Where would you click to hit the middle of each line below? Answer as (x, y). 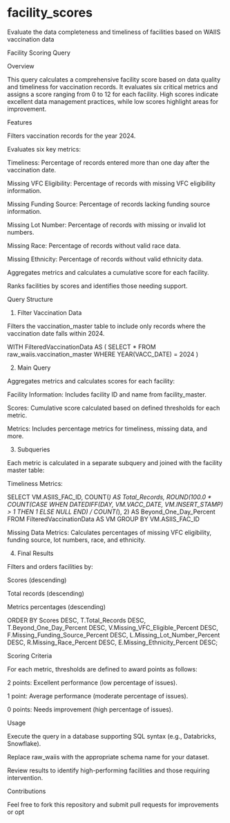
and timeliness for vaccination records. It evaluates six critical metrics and (113, 87)
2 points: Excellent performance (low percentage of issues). (93, 682)
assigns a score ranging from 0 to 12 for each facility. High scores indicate (113, 94)
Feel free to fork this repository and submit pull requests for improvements (113, 804)
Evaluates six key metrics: (44, 149)
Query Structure (30, 299)
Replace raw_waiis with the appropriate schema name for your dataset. (108, 757)
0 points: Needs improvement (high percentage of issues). (90, 709)
